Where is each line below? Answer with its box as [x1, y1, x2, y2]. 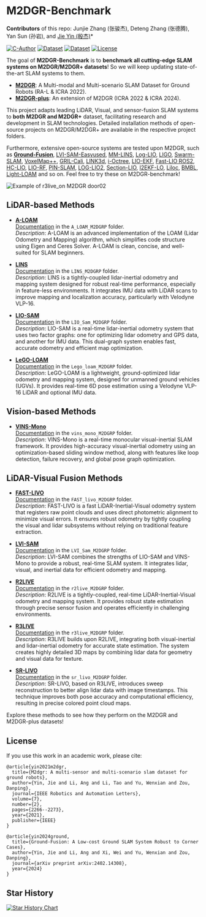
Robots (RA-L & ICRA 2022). [15, 88, 87, 95]
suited [15, 249, 32, 256]
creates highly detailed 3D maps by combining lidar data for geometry [15, 649, 193, 656]
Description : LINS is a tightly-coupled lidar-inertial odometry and [15, 273, 179, 281]
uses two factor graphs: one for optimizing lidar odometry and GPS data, [15, 331, 199, 338]
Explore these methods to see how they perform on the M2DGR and [6, 712, 178, 719]
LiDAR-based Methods [6, 200, 95, 210]
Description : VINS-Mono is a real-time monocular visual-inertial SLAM [15, 436, 193, 443]
